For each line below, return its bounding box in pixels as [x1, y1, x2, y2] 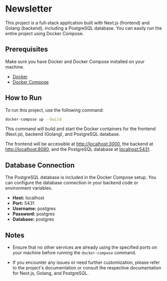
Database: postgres [12, 216, 54, 222]
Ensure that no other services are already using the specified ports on [12, 244, 157, 250]
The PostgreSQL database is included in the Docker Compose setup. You [5, 175, 156, 181]
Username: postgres [12, 205, 56, 212]
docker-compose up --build [5, 117, 62, 122]
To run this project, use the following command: [5, 107, 104, 113]
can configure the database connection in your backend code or [5, 180, 138, 186]
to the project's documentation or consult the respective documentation [12, 265, 161, 271]
